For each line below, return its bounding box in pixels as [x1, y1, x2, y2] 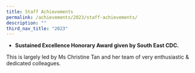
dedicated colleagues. [6, 60, 61, 67]
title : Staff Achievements [6, 8, 74, 15]
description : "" [6, 20, 47, 26]
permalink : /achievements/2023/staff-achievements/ [6, 14, 138, 20]
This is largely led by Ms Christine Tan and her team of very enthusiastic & [6, 53, 190, 60]
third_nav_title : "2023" [6, 25, 68, 32]
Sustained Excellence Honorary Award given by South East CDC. [14, 42, 179, 49]
